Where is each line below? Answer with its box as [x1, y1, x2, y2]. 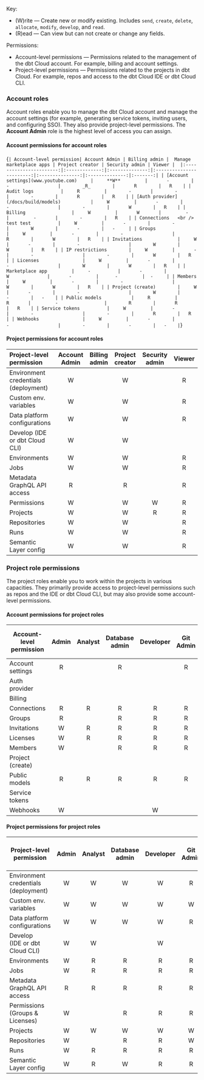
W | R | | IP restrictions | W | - [6, 246, 197, 253]
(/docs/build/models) [6, 199, 61, 205]
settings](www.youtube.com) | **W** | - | [6, 178, 194, 184]
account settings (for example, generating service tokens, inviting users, [6, 115, 188, 122]
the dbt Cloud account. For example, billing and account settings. [15, 60, 178, 67]
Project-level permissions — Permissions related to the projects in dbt [15, 66, 190, 74]
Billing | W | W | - [6, 209, 189, 215]
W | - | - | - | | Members [6, 273, 197, 279]
